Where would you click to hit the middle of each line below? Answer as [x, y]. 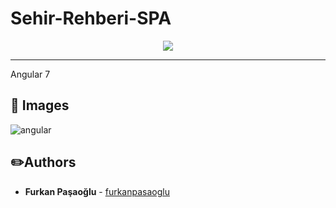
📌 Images [40, 105]
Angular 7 [30, 74]
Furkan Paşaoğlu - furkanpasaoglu [97, 191]
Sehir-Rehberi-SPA [91, 18]
